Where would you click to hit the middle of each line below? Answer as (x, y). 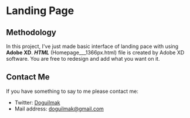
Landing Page (40, 11)
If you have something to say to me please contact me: (72, 91)
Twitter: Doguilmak (37, 102)
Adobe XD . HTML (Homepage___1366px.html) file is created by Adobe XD (95, 53)
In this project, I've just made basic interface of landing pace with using (92, 46)
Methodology (31, 32)
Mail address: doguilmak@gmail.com (59, 109)
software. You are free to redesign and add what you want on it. (83, 59)
